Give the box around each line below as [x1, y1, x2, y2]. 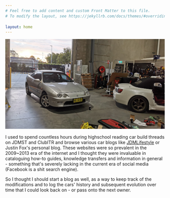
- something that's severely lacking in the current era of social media [5, 161, 149, 167]
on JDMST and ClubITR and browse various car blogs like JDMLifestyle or [5, 140, 160, 146]
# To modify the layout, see [5, 13, 67, 19]
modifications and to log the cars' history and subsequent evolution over [5, 182, 157, 188]
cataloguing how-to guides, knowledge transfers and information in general [5, 155, 163, 162]
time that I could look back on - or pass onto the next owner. [5, 187, 132, 193]
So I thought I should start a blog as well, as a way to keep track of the [5, 176, 152, 182]
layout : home [5, 24, 33, 29]
